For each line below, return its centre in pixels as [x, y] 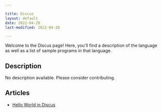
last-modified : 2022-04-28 [32, 27]
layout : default [21, 18]
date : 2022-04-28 [23, 23]
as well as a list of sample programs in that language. [59, 51]
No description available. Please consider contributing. [60, 78]
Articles [18, 93]
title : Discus [20, 14]
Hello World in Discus [34, 105]
